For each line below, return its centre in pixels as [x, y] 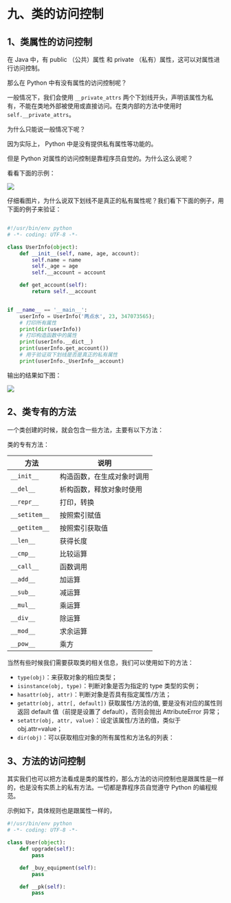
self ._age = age [55, 266]
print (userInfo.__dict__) [57, 342]
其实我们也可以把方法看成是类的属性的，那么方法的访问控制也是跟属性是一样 [115, 779]
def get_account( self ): [54, 285]
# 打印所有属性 [38, 323]
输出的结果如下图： [34, 375]
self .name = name [56, 260]
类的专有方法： [28, 444]
